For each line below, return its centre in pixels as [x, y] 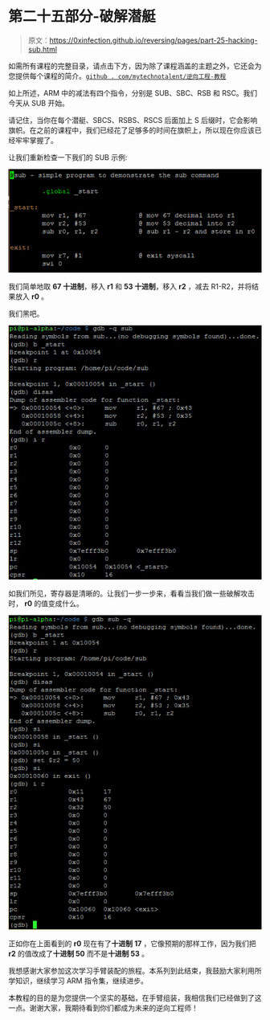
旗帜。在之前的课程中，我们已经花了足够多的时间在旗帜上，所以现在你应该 [131, 130]
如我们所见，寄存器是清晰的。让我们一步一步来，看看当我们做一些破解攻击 [131, 593]
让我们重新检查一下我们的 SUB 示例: [68, 157]
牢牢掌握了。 [36, 140]
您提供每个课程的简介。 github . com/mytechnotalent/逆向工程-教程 [117, 76]
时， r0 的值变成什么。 [46, 603]
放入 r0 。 [32, 296]
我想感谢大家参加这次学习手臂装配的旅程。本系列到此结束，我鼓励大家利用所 [135, 970]
